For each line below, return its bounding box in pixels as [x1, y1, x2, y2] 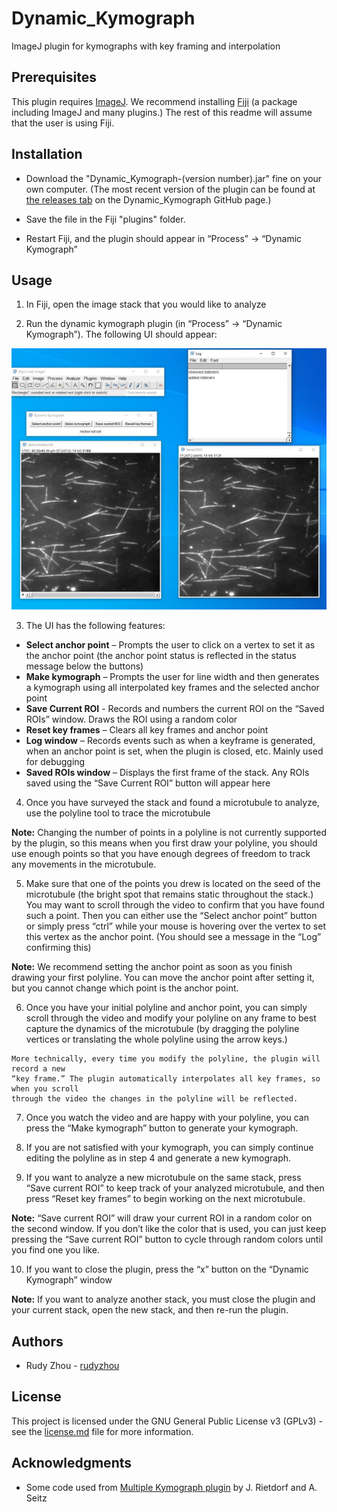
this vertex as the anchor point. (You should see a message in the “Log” [25, 931, 322, 943]
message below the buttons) [25, 660, 144, 672]
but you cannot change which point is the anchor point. [11, 982, 239, 994]
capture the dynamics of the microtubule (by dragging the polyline [25, 1023, 300, 1035]
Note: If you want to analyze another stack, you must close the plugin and [11, 1293, 316, 1306]
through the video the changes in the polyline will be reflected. [11, 1094, 299, 1104]
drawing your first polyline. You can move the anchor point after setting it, [11, 972, 315, 984]
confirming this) [25, 942, 92, 954]
